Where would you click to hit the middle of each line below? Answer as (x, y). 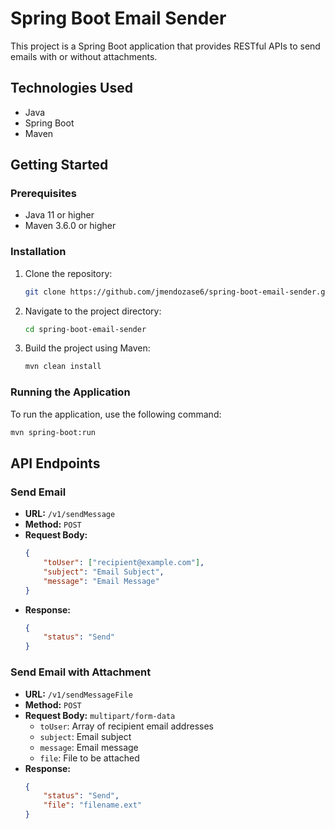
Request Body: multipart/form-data (100, 715)
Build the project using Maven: (87, 348)
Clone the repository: (68, 273)
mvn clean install (63, 367)
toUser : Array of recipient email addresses (126, 726)
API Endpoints (55, 463)
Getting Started (59, 165)
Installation (38, 252)
